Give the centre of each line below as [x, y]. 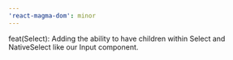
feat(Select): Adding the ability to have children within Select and [117, 38]
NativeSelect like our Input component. [73, 47]
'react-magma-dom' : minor [52, 16]
